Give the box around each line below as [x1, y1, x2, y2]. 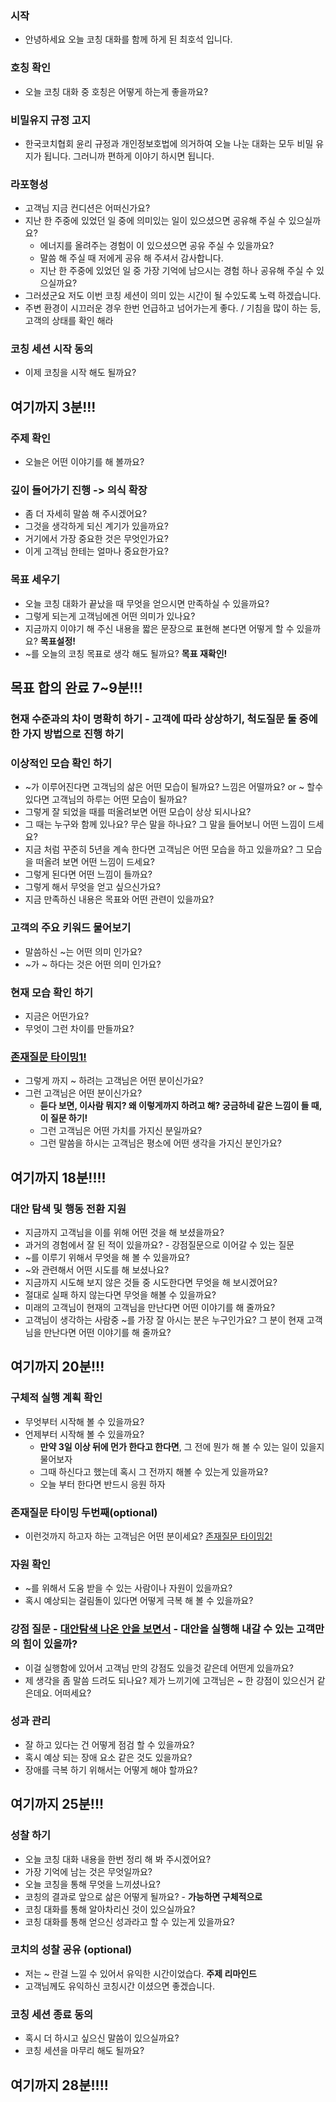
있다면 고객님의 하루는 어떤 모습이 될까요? [24, 793, 188, 806]
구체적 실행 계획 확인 [10, 1391, 103, 1405]
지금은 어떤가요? [24, 1010, 90, 1022]
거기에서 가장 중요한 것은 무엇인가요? [24, 533, 169, 545]
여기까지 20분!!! [10, 1358, 105, 1376]
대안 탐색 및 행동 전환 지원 [10, 1202, 127, 1216]
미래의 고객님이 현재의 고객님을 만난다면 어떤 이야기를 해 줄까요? [24, 1301, 276, 1313]
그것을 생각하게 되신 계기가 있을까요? [24, 520, 169, 532]
